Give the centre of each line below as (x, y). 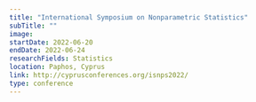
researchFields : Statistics (61, 59)
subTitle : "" (33, 26)
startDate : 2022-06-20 (51, 42)
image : (21, 34)
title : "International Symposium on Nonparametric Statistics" (129, 17)
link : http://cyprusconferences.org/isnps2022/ (99, 75)
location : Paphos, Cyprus (57, 67)
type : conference (41, 83)
